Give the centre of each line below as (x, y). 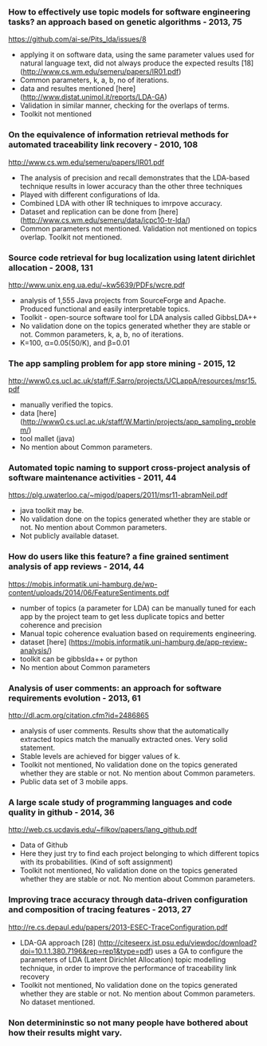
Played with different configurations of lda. (90, 195)
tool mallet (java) (47, 439)
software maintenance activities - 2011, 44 (92, 478)
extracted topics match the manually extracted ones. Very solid (124, 740)
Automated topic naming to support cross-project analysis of (130, 468)
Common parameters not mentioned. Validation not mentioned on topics (138, 228)
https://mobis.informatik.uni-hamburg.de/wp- (83, 584)
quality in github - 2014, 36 (62, 812)
